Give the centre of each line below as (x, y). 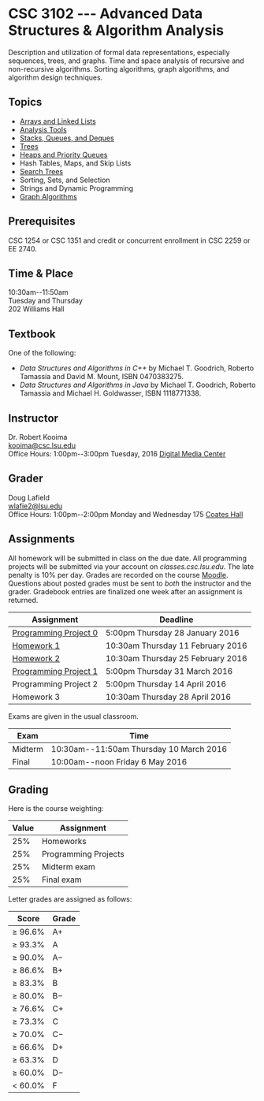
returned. (23, 600)
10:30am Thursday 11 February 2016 (176, 645)
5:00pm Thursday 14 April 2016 (166, 684)
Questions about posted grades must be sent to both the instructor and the (130, 583)
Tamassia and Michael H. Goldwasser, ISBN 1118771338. (110, 393)
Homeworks (64, 842)
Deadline (176, 619)
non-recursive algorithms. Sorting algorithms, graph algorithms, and (119, 69)
